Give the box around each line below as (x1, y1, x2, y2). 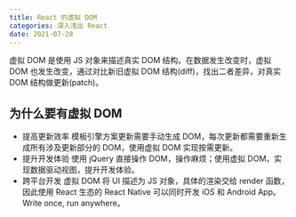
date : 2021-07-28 (9, 29, 74, 38)
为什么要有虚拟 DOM (9, 106, 123, 121)
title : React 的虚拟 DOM (9, 12, 98, 22)
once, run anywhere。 (44, 197, 125, 209)
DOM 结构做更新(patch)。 (9, 77, 104, 88)
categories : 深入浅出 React (9, 21, 108, 30)
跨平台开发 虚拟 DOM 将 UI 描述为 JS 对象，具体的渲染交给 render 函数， (21, 175, 290, 187)
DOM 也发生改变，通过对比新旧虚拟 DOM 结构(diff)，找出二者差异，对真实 (9, 66, 282, 76)
